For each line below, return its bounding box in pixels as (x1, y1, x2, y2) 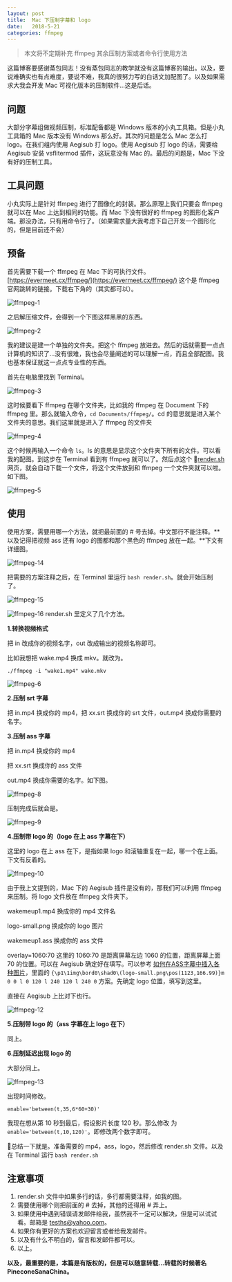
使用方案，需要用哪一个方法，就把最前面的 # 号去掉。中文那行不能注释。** (7, 527, 220, 536)
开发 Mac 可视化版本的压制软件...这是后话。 (30, 81, 155, 90)
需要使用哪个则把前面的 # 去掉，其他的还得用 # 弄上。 (17, 1201, 171, 1209)
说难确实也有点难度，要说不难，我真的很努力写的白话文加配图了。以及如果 (7, 73, 219, 81)
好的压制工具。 (12, 158, 56, 166)
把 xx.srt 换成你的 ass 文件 (7, 761, 83, 770)
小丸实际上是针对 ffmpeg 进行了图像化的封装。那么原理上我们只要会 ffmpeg (7, 199, 223, 207)
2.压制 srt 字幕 (7, 694, 49, 702)
